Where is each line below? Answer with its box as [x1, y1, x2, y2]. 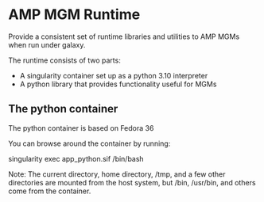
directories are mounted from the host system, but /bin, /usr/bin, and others [8, 177, 256, 187]
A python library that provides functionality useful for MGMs [19, 79, 217, 89]
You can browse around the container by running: [8, 139, 171, 148]
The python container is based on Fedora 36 [8, 123, 154, 132]
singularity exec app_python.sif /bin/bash [8, 154, 145, 163]
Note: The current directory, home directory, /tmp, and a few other [8, 169, 226, 179]
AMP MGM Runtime [8, 6, 141, 24]
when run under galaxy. [8, 40, 86, 49]
